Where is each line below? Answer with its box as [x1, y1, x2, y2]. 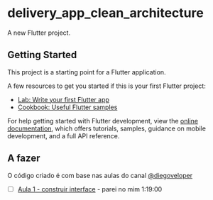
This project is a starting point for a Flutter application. [7, 67, 166, 76]
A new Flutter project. [7, 28, 71, 37]
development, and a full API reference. [7, 131, 120, 140]
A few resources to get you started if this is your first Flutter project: [7, 82, 206, 90]
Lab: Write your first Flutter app [17, 95, 110, 104]
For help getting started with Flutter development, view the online [7, 116, 199, 125]
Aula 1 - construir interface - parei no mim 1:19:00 [17, 184, 163, 193]
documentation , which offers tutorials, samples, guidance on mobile [7, 124, 206, 133]
